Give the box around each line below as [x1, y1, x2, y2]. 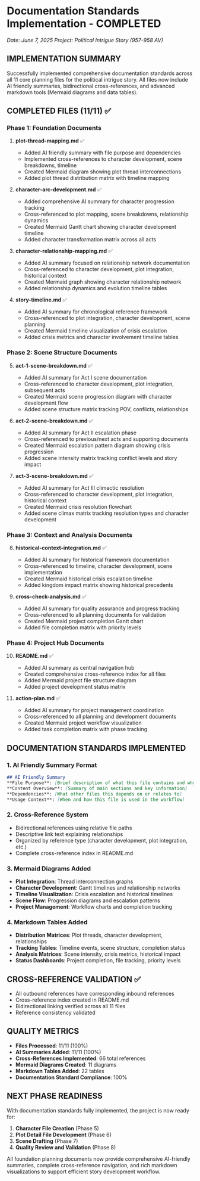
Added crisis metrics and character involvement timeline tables [24, 334, 179, 341]
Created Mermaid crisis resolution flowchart [24, 503, 132, 510]
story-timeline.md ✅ [15, 296, 68, 303]
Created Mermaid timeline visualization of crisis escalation [24, 327, 167, 334]
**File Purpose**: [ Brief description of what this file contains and [7, 779, 185, 786]
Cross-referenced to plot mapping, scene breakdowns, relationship [24, 210, 189, 218]
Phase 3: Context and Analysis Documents [7, 530, 133, 539]
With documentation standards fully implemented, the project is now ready [7, 1107, 189, 1114]
